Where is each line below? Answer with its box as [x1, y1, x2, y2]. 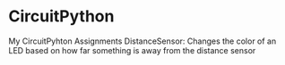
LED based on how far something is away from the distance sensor [8, 45, 256, 55]
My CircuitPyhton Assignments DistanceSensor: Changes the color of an [8, 36, 277, 46]
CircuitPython [8, 6, 115, 27]
